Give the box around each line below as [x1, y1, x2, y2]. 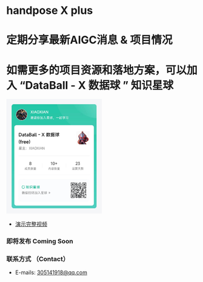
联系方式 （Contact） [6, 255, 70, 263]
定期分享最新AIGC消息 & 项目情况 [6, 33, 173, 47]
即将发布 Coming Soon [6, 237, 74, 246]
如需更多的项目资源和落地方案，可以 [6, 63, 187, 77]
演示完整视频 [15, 220, 47, 228]
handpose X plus [6, 4, 93, 18]
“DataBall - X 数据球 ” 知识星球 [19, 78, 174, 92]
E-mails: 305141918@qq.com [15, 269, 88, 276]
